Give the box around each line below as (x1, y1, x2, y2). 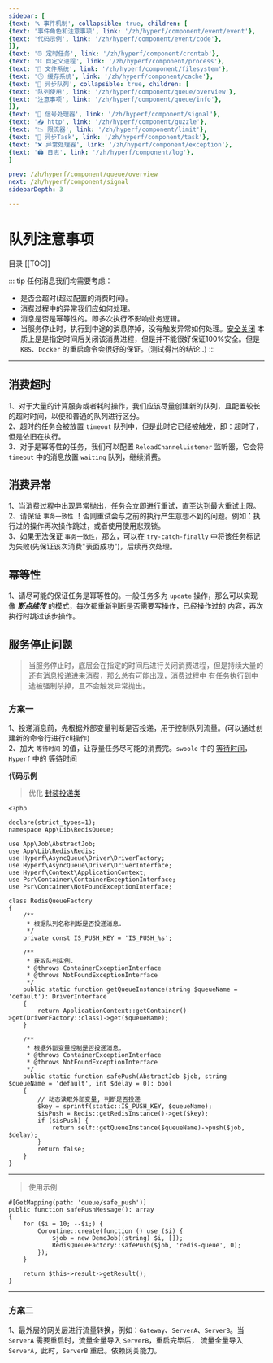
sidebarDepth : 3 (8, 186, 63, 194)
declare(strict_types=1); (8, 819, 96, 827)
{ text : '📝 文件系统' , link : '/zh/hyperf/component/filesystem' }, (8, 65, 230, 73)
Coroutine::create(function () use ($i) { (37, 1227, 184, 1235)
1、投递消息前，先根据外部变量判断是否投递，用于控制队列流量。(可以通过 (8, 723, 256, 733)
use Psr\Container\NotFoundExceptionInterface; (8, 883, 173, 891)
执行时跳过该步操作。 (8, 611, 80, 621)
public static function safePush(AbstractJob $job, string (23, 1072, 227, 1081)
